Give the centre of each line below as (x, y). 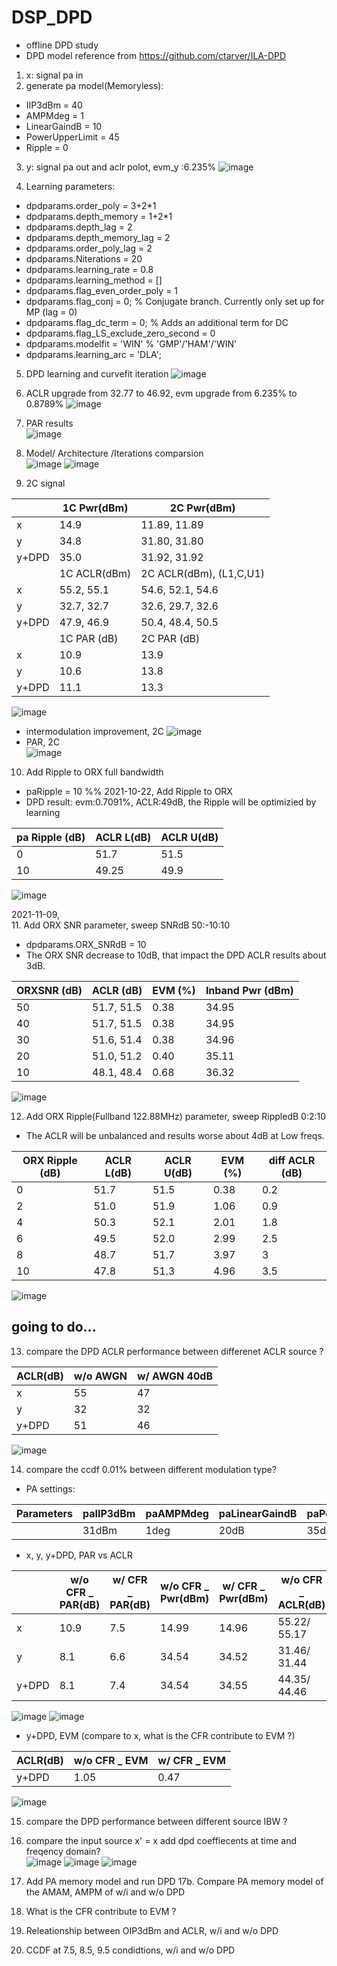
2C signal (45, 483)
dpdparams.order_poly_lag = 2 (89, 248)
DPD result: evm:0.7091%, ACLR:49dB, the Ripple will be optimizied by (171, 802)
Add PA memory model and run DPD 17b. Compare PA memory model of (174, 1881)
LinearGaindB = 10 (64, 126)
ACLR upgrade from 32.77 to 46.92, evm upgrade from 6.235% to (161, 393)
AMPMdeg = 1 (54, 115)
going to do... (54, 1327)
